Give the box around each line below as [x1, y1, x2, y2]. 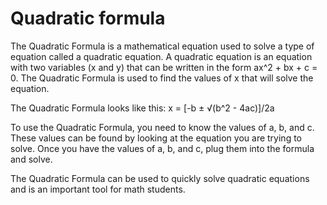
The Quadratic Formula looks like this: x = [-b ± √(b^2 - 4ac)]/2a [10, 102, 275, 114]
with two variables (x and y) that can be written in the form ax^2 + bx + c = [10, 61, 318, 73]
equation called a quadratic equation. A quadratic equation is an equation [10, 50, 313, 62]
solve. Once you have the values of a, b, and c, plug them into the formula [10, 142, 315, 154]
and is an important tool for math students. [10, 183, 186, 195]
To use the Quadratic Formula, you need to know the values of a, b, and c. [10, 121, 315, 133]
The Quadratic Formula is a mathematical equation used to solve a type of [10, 40, 315, 52]
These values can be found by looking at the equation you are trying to [10, 132, 302, 144]
